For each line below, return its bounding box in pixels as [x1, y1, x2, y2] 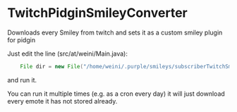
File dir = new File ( [20, 63, 83, 70]
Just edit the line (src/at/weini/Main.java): [7, 49, 128, 58]
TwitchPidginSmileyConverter [7, 5, 188, 21]
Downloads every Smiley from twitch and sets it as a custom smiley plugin [7, 28, 223, 37]
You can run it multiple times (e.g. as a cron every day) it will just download [7, 89, 226, 98]
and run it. [7, 75, 37, 84]
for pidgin [7, 35, 36, 44]
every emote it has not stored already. [7, 97, 118, 105]
